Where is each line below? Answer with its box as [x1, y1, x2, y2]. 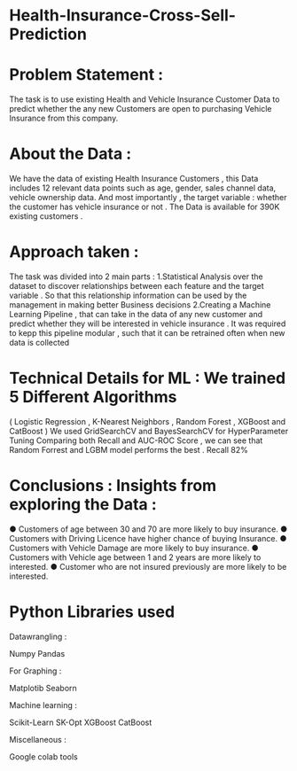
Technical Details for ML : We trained [9, 369, 286, 388]
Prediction [9, 24, 87, 44]
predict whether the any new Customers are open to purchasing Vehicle [9, 104, 272, 114]
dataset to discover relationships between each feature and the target [9, 281, 264, 291]
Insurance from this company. [9, 113, 119, 124]
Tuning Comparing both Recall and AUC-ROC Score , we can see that [9, 435, 263, 446]
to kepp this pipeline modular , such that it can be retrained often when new [9, 328, 285, 338]
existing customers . [9, 211, 83, 222]
